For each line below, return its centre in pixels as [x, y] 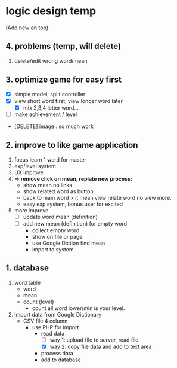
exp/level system [35, 166]
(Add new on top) [27, 28]
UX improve [29, 172]
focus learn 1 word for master [50, 159]
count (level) [38, 302]
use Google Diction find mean [69, 243]
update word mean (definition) [60, 217]
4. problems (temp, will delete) [63, 46]
